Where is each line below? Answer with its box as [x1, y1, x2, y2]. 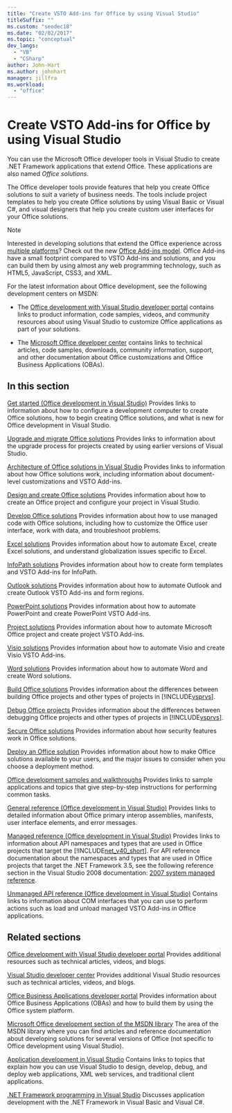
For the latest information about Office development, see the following [7, 282, 207, 291]
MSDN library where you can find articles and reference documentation [7, 1026, 211, 1035]
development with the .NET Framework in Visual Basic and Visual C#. [7, 1098, 205, 1106]
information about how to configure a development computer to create [7, 406, 208, 414]
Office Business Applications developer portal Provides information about [7, 991, 217, 999]
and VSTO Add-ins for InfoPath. [7, 567, 98, 576]
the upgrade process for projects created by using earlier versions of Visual [7, 441, 224, 450]
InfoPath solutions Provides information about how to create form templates [7, 560, 224, 569]
